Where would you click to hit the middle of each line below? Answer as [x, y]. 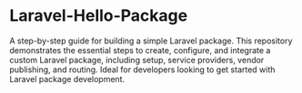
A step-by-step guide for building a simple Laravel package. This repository [151, 41]
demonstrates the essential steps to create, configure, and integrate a [140, 50]
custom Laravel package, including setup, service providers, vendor [137, 60]
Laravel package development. [67, 79]
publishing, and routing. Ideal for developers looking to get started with [142, 70]
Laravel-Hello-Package [99, 16]
